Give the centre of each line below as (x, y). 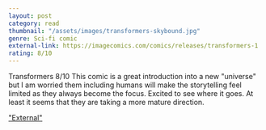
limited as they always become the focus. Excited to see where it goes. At (131, 93)
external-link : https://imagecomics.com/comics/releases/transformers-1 (133, 46)
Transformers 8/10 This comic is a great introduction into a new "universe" (132, 76)
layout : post (30, 16)
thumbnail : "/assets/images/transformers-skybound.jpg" (104, 31)
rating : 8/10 (30, 53)
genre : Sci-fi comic (43, 38)
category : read (34, 23)
